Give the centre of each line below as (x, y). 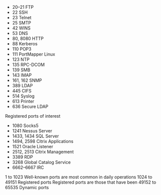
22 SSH (20, 12)
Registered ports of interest (33, 116)
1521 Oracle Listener (33, 146)
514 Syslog (23, 96)
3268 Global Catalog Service (41, 162)
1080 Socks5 (25, 126)
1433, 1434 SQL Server (36, 136)
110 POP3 (22, 49)
